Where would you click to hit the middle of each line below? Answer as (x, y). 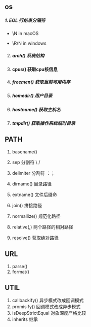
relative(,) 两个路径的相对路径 (43, 227)
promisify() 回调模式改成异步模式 (46, 307)
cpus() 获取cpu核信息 (35, 70)
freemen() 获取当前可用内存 (41, 82)
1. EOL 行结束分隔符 (25, 20)
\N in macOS (25, 34)
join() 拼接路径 (27, 205)
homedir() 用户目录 (32, 96)
